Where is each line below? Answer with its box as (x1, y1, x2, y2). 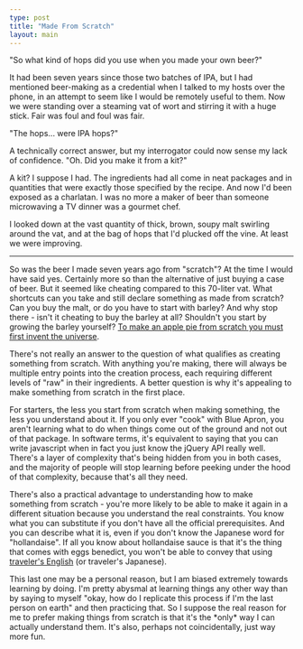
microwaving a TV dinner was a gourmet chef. (9, 201, 181, 212)
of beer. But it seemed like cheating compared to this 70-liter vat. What (9, 283, 273, 294)
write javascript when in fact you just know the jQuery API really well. (9, 443, 266, 454)
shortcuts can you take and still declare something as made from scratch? (9, 292, 284, 303)
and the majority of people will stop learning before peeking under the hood (9, 462, 291, 473)
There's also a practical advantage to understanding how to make (9, 489, 253, 500)
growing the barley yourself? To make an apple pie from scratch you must (9, 321, 284, 332)
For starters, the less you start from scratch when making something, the (9, 404, 280, 415)
